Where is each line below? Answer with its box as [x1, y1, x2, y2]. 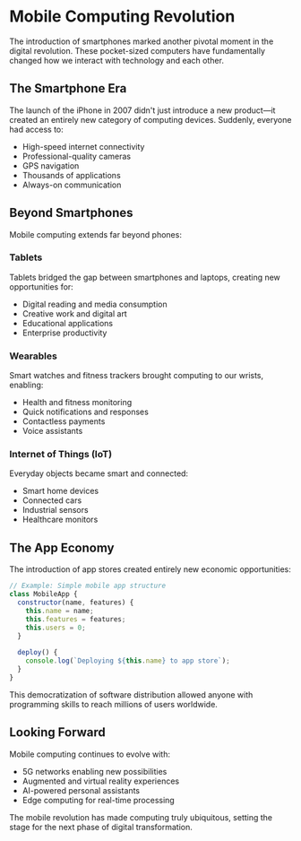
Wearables [9, 350, 58, 362]
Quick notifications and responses [21, 406, 150, 418]
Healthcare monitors [21, 514, 99, 525]
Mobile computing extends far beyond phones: [9, 229, 182, 239]
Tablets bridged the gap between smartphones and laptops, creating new [9, 272, 280, 282]
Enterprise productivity [21, 327, 107, 338]
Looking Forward [9, 724, 106, 741]
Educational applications [21, 317, 114, 328]
